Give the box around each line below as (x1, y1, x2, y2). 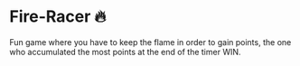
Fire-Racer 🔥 (9, 6, 107, 27)
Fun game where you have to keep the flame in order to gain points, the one (9, 36, 292, 47)
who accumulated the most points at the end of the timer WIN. (9, 46, 241, 57)
